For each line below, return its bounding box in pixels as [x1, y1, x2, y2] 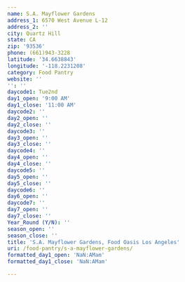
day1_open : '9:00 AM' [7, 95, 71, 102]
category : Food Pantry [7, 69, 74, 76]
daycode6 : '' [7, 187, 46, 194]
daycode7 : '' [7, 199, 46, 207]
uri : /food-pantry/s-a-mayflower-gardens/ [7, 245, 133, 253]
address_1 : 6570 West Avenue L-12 [7, 17, 109, 24]
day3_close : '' [7, 141, 52, 148]
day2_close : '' [7, 121, 52, 128]
